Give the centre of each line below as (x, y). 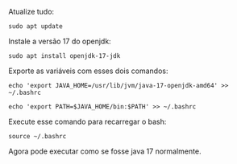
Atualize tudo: (31, 12)
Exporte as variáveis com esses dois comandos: (88, 71)
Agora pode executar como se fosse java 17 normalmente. (105, 151)
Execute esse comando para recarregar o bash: (87, 121)
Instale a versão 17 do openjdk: (60, 41)
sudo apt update (35, 27)
